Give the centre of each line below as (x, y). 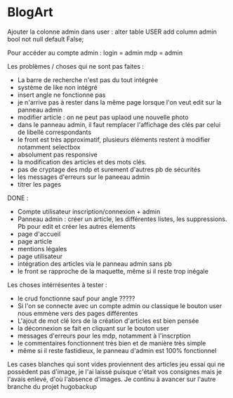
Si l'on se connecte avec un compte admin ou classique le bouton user (120, 305)
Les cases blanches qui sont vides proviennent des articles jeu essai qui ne (116, 364)
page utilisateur (40, 256)
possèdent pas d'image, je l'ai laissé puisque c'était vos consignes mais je (115, 371)
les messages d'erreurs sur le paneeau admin (84, 177)
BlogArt (31, 12)
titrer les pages (39, 184)
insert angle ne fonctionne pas (62, 95)
